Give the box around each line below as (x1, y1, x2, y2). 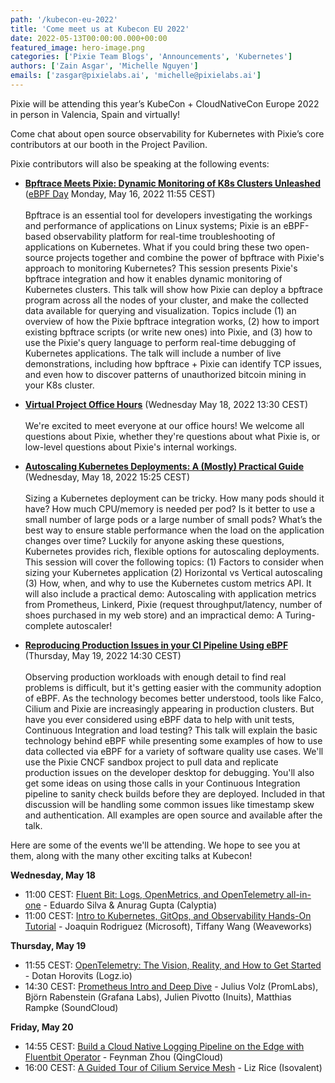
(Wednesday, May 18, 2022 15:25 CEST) (24, 471, 191, 483)
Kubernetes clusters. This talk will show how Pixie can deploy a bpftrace (24, 283, 323, 295)
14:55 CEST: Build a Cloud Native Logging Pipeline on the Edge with (24, 1040, 305, 1052)
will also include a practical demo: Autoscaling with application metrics (24, 587, 317, 600)
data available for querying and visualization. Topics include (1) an (24, 304, 297, 316)
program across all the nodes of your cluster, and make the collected (24, 294, 309, 306)
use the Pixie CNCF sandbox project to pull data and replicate (24, 756, 279, 768)
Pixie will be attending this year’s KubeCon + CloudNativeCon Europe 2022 (10, 97, 320, 110)
